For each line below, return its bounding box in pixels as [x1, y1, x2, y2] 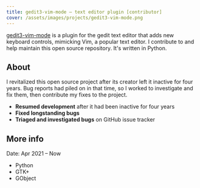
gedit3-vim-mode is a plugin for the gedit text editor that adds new [6, 31, 174, 38]
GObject [15, 175, 37, 182]
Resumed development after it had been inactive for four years [15, 103, 175, 110]
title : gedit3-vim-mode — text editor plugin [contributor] [6, 9, 163, 15]
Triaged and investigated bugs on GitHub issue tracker [15, 116, 155, 123]
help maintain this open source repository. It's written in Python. [6, 44, 167, 52]
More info [6, 134, 44, 144]
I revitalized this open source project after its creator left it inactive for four [6, 78, 193, 85]
